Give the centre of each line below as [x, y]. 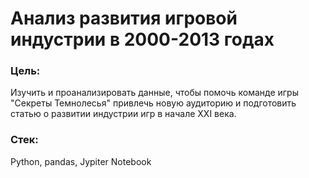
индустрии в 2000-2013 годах [142, 39]
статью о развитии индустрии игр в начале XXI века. [123, 114]
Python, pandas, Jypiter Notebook [81, 161]
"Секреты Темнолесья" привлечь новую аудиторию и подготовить [153, 103]
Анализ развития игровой [124, 18]
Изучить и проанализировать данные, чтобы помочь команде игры [154, 93]
